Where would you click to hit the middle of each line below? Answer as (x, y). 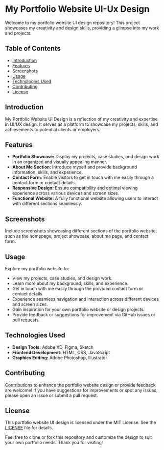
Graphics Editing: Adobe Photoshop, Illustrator (60, 358)
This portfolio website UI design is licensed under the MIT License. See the (81, 422)
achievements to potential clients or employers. (53, 129)
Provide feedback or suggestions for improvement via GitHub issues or (84, 315)
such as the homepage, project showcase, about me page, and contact (77, 236)
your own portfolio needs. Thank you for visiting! (54, 443)
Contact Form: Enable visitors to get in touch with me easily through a (83, 177)
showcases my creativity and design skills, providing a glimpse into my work (82, 28)
